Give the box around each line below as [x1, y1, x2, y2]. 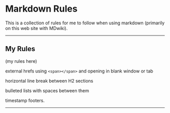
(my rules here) [5, 58, 37, 64]
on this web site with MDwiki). [5, 25, 68, 31]
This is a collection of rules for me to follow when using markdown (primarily [5, 20, 165, 26]
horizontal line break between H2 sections [5, 78, 94, 84]
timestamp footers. [5, 97, 45, 103]
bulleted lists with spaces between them [5, 87, 90, 94]
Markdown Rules [5, 3, 77, 15]
